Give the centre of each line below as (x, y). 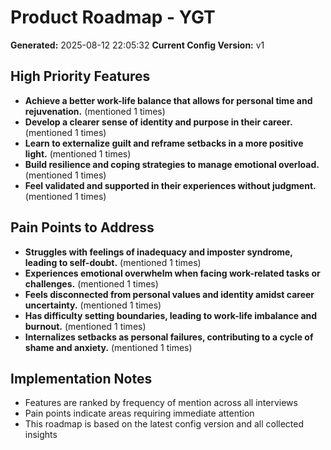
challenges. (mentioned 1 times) (91, 283)
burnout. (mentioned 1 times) (85, 326)
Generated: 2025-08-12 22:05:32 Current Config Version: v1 (137, 45)
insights (41, 435)
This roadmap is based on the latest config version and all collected (164, 424)
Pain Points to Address (82, 227)
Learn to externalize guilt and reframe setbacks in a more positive (164, 143)
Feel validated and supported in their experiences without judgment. (170, 185)
